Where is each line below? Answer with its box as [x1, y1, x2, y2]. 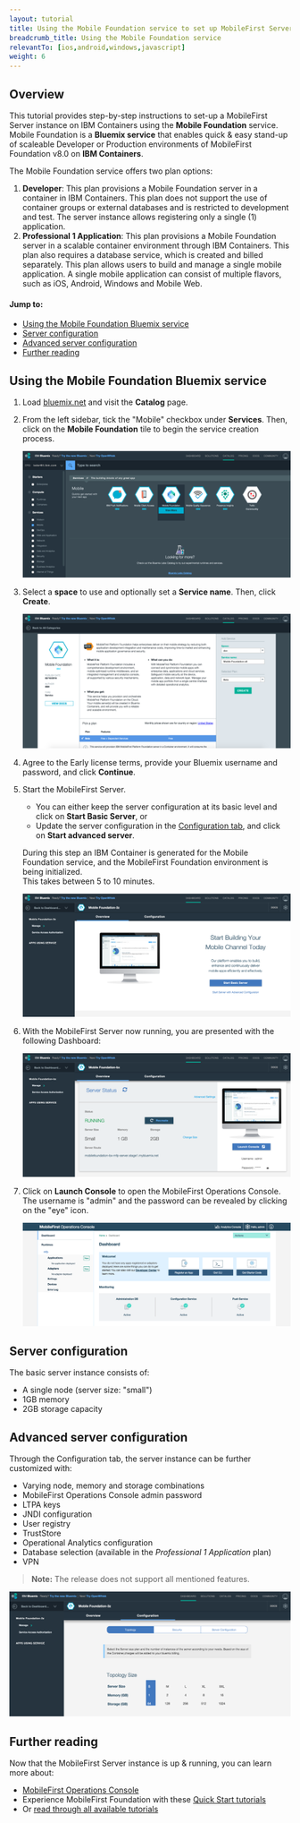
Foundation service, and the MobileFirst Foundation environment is [21, 857, 269, 868]
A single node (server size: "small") [21, 1384, 153, 1396]
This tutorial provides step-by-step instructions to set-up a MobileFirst [9, 110, 268, 121]
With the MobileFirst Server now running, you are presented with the [21, 1026, 275, 1036]
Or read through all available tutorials [21, 1804, 159, 1814]
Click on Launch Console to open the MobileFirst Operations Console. [21, 1186, 281, 1197]
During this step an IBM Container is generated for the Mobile [21, 847, 248, 859]
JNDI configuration [21, 1509, 93, 1519]
